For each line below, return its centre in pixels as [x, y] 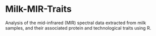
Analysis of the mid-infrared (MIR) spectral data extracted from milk [76, 23]
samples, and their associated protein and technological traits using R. [78, 28]
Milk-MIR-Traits [38, 9]
